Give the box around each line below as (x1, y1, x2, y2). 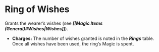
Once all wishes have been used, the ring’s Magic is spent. (12, 40, 134, 46)
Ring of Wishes (5, 4, 70, 15)
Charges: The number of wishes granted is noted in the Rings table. (12, 35, 154, 41)
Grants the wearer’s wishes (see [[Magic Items (5, 20, 103, 26)
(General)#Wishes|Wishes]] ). (5, 25, 69, 31)
